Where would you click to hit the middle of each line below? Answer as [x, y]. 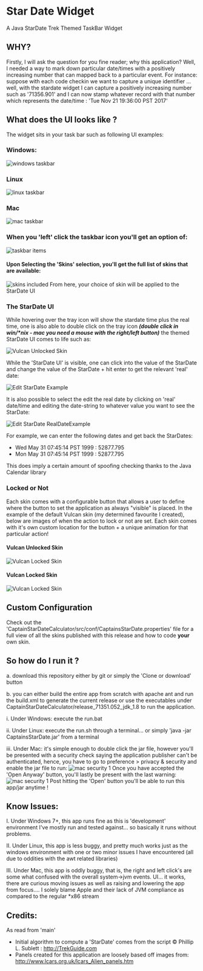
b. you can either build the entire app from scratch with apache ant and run [100, 694]
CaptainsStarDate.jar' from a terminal [53, 737]
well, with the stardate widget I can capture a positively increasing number [99, 88]
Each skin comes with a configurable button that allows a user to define [95, 501]
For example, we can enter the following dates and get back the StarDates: [99, 436]
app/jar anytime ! [27, 787]
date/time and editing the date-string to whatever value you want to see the [101, 406]
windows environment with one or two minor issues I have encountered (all [100, 852]
